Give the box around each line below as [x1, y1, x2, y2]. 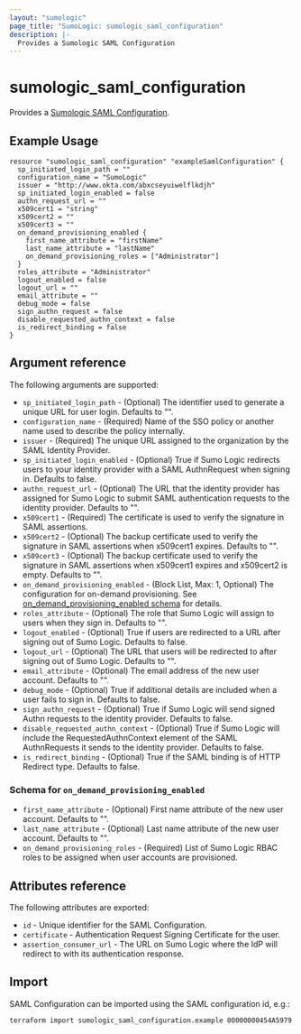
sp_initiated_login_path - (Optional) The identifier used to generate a [22, 396, 285, 407]
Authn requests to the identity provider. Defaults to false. [22, 713, 233, 724]
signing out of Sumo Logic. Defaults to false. [22, 636, 187, 647]
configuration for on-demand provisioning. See [22, 588, 197, 599]
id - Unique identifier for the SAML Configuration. [22, 919, 207, 930]
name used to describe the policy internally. [22, 425, 186, 436]
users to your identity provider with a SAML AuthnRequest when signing [22, 464, 290, 475]
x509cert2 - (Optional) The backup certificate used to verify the [22, 531, 259, 541]
